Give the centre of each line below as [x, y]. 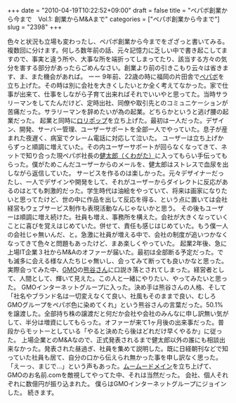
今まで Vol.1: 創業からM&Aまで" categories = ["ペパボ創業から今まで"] [116, 19]
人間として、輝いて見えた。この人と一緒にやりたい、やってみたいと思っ [124, 278]
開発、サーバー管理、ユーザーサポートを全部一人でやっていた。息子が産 [124, 129]
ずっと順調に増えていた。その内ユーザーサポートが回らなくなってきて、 [117, 147]
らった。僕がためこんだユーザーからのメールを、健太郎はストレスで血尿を [115, 164]
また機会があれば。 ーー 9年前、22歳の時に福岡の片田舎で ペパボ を [128, 77]
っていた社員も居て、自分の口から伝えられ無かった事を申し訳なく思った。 [115, 357]
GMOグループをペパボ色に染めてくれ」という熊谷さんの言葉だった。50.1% [115, 305]
